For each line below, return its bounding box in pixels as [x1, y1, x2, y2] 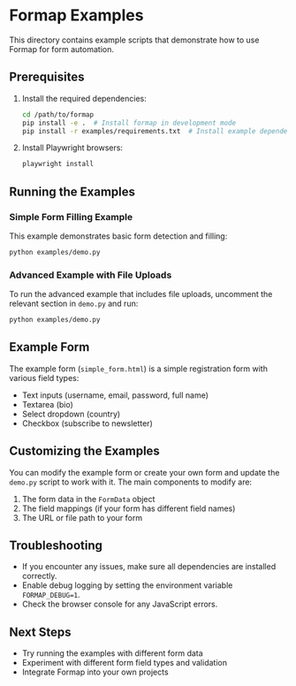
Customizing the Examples [9, 444, 161, 459]
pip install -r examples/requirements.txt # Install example [21, 126, 256, 135]
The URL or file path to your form [21, 512, 143, 522]
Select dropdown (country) [21, 408, 121, 419]
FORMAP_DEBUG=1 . [21, 590, 81, 600]
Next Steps [9, 624, 72, 639]
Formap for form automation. [9, 43, 115, 54]
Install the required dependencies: [21, 93, 148, 103]
